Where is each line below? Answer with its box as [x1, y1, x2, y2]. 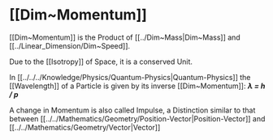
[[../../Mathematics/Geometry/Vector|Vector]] [9, 122, 161, 132]
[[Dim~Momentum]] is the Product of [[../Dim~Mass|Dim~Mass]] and [9, 32, 240, 42]
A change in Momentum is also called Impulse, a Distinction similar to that [9, 105, 256, 115]
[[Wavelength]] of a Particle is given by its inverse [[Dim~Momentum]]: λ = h [9, 81, 266, 91]
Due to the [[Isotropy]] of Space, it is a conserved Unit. [9, 57, 193, 66]
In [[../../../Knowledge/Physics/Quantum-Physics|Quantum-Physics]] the [9, 72, 251, 82]
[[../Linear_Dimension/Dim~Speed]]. [9, 40, 131, 50]
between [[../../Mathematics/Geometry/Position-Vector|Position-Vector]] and [9, 113, 266, 123]
